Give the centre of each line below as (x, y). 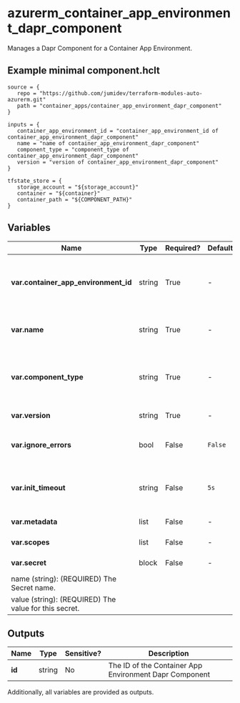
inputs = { (24, 124)
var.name (27, 329)
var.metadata (34, 522)
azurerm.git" (27, 99)
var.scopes (30, 542)
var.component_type (47, 377)
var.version (31, 415)
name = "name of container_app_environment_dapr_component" (108, 143)
